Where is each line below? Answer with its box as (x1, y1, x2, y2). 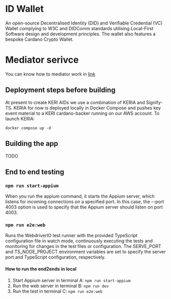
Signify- (146, 99, 163, 105)
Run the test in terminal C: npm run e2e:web (12, 288, 103, 294)
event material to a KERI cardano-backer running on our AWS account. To (5, 110, 160, 116)
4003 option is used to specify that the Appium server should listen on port (5, 204, 163, 210)
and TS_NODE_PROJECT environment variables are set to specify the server (5, 248, 166, 255)
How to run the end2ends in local (5, 266, 77, 272)
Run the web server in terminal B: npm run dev (12, 283, 109, 289)
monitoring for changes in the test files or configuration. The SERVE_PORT (5, 243, 161, 250)
